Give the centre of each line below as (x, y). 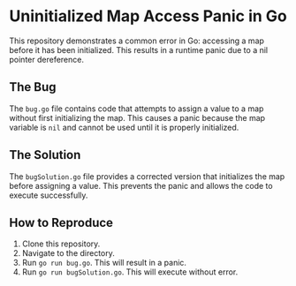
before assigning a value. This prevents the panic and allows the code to (141, 185)
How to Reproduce (61, 222)
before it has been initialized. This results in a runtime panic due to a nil (138, 49)
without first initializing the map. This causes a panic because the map (137, 117)
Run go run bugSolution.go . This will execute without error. (130, 272)
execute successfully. (49, 195)
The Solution (45, 155)
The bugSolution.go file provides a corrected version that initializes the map (147, 176)
